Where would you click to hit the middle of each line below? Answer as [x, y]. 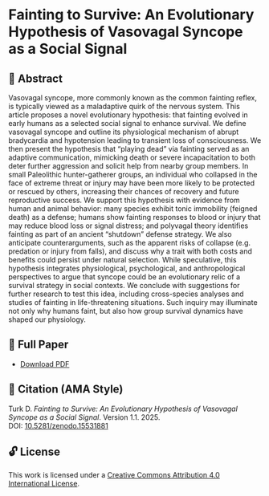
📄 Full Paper [39, 345]
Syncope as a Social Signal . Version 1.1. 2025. [84, 417]
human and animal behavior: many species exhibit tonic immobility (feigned [133, 209]
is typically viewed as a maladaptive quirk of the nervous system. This [124, 106]
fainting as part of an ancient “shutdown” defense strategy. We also [120, 234]
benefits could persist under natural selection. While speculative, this [122, 260]
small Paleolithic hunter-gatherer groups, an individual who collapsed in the [133, 175]
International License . [44, 484]
